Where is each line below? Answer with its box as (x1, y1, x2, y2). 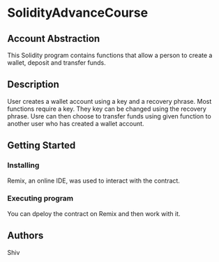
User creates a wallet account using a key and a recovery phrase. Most (7, 97, 212, 105)
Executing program (7, 194, 74, 203)
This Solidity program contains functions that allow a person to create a (7, 51, 213, 59)
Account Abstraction (7, 33, 100, 45)
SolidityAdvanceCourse (7, 5, 149, 21)
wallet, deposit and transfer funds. (7, 59, 106, 67)
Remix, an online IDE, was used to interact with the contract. (7, 176, 180, 185)
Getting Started (7, 139, 76, 151)
